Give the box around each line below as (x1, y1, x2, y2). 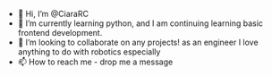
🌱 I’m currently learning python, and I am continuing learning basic (17, 18, 264, 29)
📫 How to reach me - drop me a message (17, 56, 174, 67)
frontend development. (17, 28, 103, 38)
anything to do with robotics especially (17, 46, 161, 57)
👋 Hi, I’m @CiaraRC (17, 9, 89, 19)
